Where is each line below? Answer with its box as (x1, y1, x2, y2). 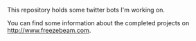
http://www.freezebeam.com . (7, 27, 91, 34)
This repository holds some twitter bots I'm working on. (7, 6, 165, 14)
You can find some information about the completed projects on (7, 19, 190, 27)
